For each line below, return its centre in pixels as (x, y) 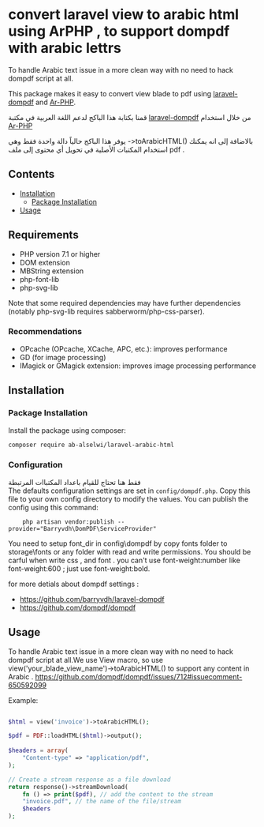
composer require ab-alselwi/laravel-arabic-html (91, 445)
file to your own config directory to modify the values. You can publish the (128, 498)
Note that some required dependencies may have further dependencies (125, 303)
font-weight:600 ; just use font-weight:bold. (79, 568)
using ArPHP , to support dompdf (119, 31)
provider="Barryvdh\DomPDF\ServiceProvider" (82, 528)
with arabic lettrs (65, 48)
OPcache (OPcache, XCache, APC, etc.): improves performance (123, 348)
